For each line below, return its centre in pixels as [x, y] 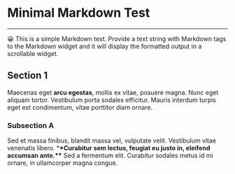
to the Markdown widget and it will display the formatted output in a [105, 46]
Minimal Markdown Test [79, 13]
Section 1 [27, 76]
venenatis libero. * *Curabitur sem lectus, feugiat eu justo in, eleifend [109, 148]
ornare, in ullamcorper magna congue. [63, 163]
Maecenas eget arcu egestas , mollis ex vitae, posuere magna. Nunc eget [113, 92]
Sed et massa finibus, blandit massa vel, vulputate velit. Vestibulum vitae [112, 140]
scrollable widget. [33, 53]
